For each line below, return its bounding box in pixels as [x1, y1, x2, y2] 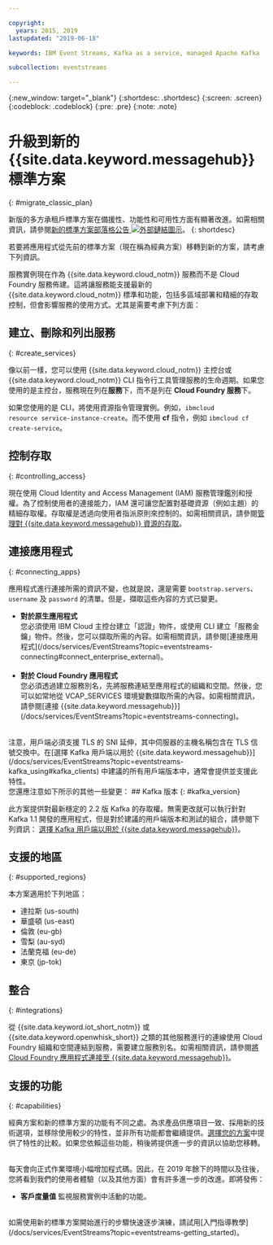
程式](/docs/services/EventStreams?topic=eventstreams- [19, 641, 213, 651]
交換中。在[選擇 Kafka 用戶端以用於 [15, 747, 134, 757]
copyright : [8, 19, 45, 27]
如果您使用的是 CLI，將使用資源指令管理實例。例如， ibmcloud [8, 402, 215, 412]
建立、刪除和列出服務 [8, 326, 115, 340]
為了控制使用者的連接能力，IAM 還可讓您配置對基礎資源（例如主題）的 [22, 498, 259, 508]
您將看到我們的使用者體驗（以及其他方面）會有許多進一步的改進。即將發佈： [8, 1173, 265, 1184]
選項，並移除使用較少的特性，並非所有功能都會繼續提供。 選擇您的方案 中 [15, 1128, 258, 1138]
